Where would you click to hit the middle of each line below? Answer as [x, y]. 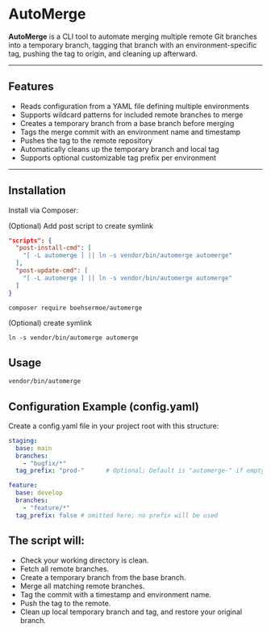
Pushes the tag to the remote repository [86, 140]
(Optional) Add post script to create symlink [81, 225]
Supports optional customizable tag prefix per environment [118, 158]
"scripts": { [30, 240]
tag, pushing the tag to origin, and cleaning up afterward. [103, 53]
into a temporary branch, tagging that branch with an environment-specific [133, 44]
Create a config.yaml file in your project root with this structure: [114, 426]
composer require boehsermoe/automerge [75, 308]
